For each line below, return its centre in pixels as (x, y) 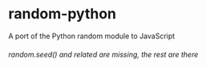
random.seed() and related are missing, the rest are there (103, 54)
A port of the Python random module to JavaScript (92, 36)
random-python (63, 14)
